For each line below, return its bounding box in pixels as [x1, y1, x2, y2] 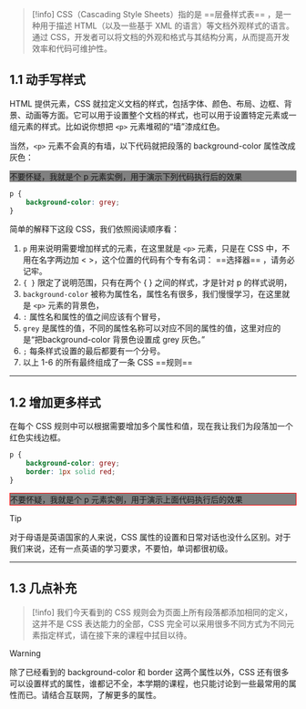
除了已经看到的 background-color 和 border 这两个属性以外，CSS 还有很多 [9, 666, 290, 677]
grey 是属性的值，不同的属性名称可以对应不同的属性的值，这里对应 [22, 323, 273, 334]
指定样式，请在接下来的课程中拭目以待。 [39, 629, 192, 641]
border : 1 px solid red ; [25, 468, 117, 477]
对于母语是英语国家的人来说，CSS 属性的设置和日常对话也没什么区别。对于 [9, 531, 291, 542]
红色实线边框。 [9, 432, 66, 443]
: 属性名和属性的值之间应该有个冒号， [22, 312, 166, 323]
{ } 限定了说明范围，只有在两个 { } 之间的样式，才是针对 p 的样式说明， [22, 277, 292, 288]
